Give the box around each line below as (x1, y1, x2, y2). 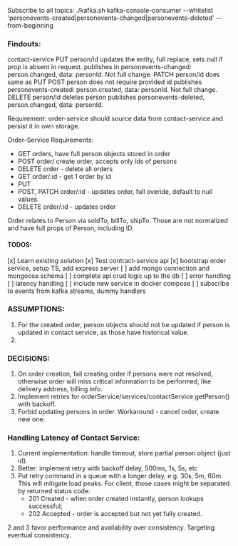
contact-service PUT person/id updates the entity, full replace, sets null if (7, 55, 223, 63)
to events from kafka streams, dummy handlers (7, 287, 146, 295)
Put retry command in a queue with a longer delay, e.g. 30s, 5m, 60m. (17, 472, 223, 480)
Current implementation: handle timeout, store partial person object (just (17, 449, 231, 458)
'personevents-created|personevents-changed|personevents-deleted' (7, 14, 215, 22)
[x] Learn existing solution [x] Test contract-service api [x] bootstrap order (7, 256, 227, 264)
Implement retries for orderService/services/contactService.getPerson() (17, 392, 230, 401)
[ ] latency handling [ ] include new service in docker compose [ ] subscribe (7, 279, 230, 287)
